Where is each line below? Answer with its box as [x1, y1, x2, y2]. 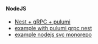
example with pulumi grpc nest [14, 25, 93, 32]
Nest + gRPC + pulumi [14, 18, 71, 25]
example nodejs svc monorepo [14, 31, 93, 39]
